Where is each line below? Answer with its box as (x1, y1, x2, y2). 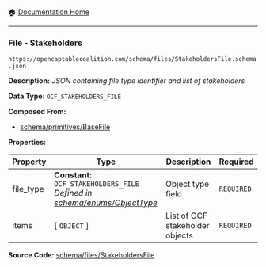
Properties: (8, 138, 46, 147)
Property (12, 156, 47, 167)
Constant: (54, 170, 93, 181)
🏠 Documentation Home (8, 7, 89, 17)
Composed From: (8, 107, 66, 116)
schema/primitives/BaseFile (19, 122, 111, 132)
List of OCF (165, 210, 208, 221)
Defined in (54, 188, 93, 199)
